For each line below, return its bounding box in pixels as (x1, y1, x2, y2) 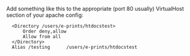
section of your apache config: (6, 11, 83, 19)
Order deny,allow (22, 28, 67, 34)
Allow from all (22, 34, 62, 40)
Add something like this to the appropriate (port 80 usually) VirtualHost (6, 5, 185, 12)
